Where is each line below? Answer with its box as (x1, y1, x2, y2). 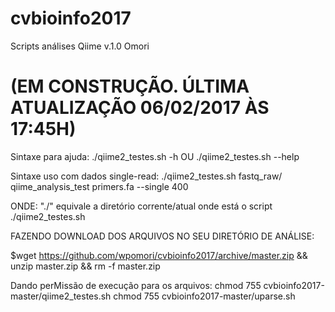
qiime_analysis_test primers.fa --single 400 (10, 180, 189, 192)
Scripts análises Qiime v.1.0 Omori (10, 40, 150, 52)
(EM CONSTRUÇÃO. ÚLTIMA (10, 75, 250, 98)
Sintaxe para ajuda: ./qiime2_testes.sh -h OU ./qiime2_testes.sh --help (10, 150, 300, 162)
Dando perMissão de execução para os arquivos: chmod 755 (10, 279, 262, 291)
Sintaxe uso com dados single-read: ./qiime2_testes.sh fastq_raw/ (10, 170, 283, 182)
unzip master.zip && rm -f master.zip (10, 260, 161, 272)
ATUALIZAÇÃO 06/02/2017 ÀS (10, 97, 270, 119)
